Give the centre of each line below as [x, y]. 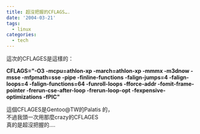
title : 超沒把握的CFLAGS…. [38, 12]
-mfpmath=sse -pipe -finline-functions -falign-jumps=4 [95, 77]
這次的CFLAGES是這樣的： [40, 58]
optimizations [24, 97]
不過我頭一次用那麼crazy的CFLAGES [53, 117]
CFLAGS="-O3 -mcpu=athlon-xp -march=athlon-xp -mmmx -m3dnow [98, 71]
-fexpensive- [149, 90]
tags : [13, 23]
